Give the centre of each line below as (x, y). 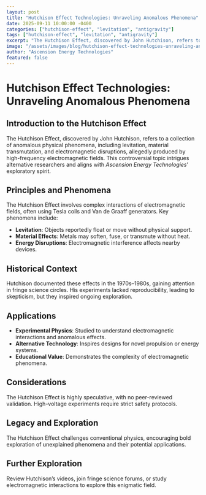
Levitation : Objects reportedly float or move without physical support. (104, 230)
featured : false (27, 58)
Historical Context (42, 268)
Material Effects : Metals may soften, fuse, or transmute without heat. (103, 236)
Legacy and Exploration (52, 423)
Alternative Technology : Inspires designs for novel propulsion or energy (107, 343)
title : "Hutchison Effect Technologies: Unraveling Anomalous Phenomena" (103, 18)
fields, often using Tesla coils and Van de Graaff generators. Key (87, 212)
